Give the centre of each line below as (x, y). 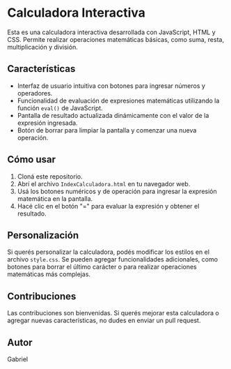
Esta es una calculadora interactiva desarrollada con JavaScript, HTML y (111, 32)
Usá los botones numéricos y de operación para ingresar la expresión (117, 191)
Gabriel (18, 359)
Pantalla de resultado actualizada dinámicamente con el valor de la (113, 115)
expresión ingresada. (47, 123)
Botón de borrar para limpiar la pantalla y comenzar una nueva (107, 130)
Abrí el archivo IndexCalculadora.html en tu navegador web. (104, 183)
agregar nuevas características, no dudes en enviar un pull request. (104, 321)
